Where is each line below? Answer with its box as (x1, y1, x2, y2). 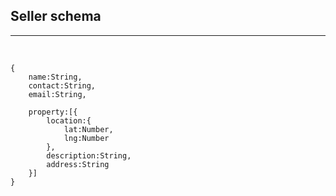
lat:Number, (63, 124, 114, 134)
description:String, (46, 150, 132, 161)
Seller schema (10, 8, 102, 25)
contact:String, (28, 80, 97, 91)
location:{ (46, 115, 92, 126)
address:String (46, 159, 110, 169)
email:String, (28, 89, 87, 99)
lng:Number (63, 133, 110, 143)
